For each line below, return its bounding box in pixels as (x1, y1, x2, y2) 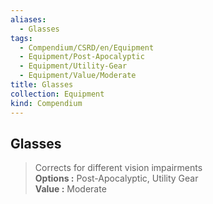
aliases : (10, 14, 47, 25)
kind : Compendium (10, 98, 83, 108)
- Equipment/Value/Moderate (19, 71, 137, 81)
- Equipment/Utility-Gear (19, 61, 128, 71)
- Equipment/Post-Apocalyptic (19, 52, 145, 62)
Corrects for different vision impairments (34, 162, 203, 174)
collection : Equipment (10, 89, 105, 99)
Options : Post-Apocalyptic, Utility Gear (34, 172, 199, 185)
